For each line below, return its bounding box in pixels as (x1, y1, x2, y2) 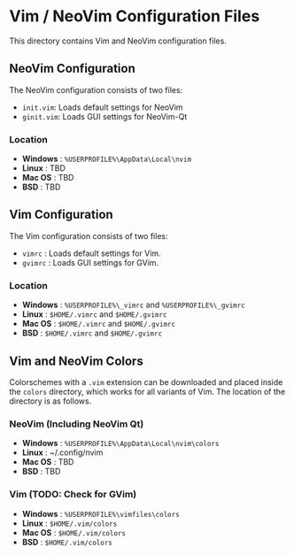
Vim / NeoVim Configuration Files (9, 6, 260, 27)
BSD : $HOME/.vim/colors (21, 536, 112, 547)
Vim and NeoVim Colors (9, 353, 143, 368)
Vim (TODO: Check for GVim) (9, 489, 137, 501)
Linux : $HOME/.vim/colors (21, 518, 118, 528)
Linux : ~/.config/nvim (21, 447, 104, 458)
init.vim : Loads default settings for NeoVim (21, 102, 183, 112)
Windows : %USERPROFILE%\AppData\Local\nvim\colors (21, 438, 220, 449)
